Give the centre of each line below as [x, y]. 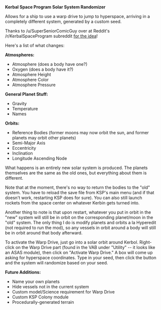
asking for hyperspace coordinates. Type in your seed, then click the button [81, 258]
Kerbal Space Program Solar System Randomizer [55, 7]
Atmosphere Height [32, 74]
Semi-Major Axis [29, 143]
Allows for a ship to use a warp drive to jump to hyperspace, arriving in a [78, 16]
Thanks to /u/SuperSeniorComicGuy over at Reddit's [57, 31]
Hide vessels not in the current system [50, 287]
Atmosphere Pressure [34, 85]
